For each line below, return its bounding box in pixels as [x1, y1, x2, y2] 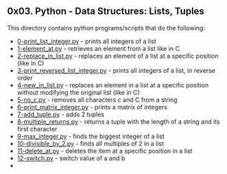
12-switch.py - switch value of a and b [16, 154, 126, 162]
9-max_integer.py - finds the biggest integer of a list [16, 132, 165, 140]
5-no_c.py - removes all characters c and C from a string [16, 96, 178, 104]
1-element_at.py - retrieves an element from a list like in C [16, 44, 180, 52]
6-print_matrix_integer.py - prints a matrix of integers [16, 102, 168, 111]
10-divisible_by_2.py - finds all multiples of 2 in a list [16, 139, 165, 147]
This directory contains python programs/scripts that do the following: [7, 23, 206, 32]
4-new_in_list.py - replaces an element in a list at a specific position [16, 80, 209, 89]
